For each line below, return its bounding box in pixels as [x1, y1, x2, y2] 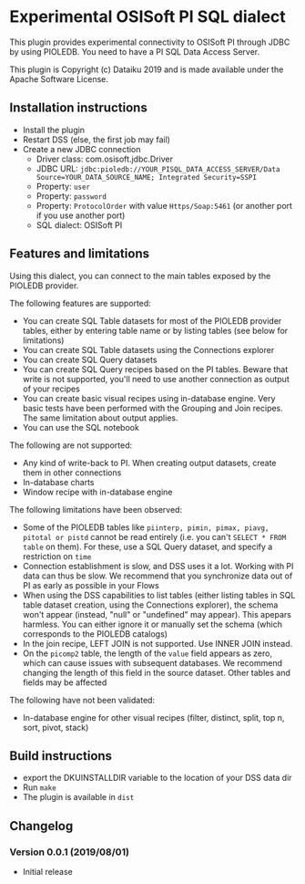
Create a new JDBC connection [22, 143, 141, 154]
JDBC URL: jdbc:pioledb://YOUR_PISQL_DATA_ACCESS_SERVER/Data [36, 162, 280, 174]
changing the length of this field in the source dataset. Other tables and [22, 667, 291, 678]
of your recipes [22, 383, 80, 394]
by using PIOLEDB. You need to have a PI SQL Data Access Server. [9, 46, 260, 57]
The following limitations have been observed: [9, 504, 183, 515]
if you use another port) [36, 210, 126, 221]
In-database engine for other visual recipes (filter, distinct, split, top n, [22, 712, 285, 723]
